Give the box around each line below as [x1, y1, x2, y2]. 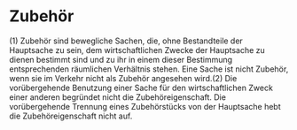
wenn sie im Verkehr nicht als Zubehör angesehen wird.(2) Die [9, 73, 238, 83]
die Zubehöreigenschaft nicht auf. [9, 111, 133, 121]
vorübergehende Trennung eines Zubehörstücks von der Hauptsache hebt [9, 101, 281, 111]
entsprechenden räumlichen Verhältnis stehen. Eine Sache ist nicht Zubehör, [9, 64, 289, 74]
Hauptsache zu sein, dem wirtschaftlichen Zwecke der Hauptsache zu [9, 44, 266, 55]
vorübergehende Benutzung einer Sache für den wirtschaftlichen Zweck [9, 82, 273, 93]
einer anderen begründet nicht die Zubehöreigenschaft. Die [9, 91, 226, 103]
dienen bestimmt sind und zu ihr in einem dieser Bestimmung [9, 54, 233, 65]
